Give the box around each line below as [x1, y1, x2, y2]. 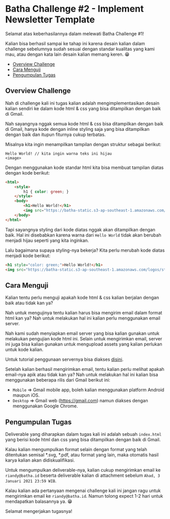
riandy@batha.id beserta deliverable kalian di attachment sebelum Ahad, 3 [5, 472, 160, 478]
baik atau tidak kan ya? [5, 300, 53, 306]
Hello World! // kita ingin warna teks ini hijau [5, 151, 112, 156]
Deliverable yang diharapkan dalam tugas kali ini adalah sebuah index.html [5, 431, 162, 437]
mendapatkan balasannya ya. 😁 [5, 498, 72, 504]
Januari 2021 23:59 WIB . [5, 478, 57, 483]
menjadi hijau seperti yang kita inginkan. [5, 237, 90, 244]
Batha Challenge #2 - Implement [5, 3, 144, 15]
